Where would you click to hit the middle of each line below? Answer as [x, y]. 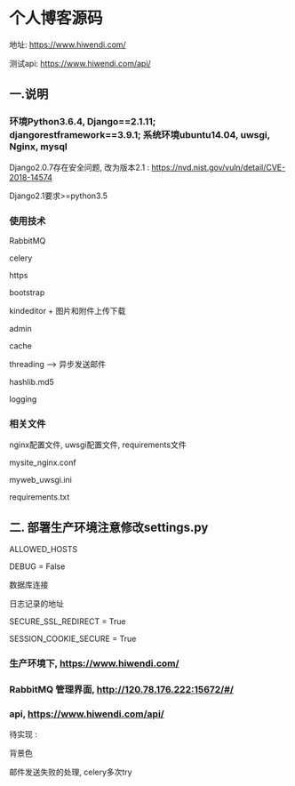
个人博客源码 [56, 18]
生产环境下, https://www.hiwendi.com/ [94, 663]
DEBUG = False [37, 566]
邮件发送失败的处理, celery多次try [71, 772]
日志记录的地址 [36, 604]
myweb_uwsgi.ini [41, 480]
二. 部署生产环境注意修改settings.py [109, 527]
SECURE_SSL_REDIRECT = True [68, 622]
